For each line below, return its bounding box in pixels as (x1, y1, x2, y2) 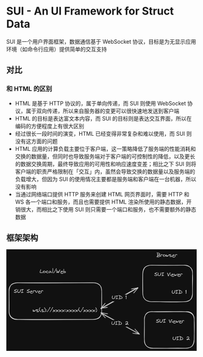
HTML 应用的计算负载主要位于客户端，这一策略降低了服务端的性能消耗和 (14, 145, 196, 152)
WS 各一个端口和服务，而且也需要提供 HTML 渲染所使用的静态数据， (14, 198, 187, 205)
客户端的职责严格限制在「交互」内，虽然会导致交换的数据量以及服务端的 (14, 168, 195, 175)
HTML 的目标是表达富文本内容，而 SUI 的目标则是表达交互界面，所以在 (14, 115, 192, 122)
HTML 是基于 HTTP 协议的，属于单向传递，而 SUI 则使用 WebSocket (14, 99, 186, 107)
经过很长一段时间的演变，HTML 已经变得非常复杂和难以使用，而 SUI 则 (14, 130, 192, 137)
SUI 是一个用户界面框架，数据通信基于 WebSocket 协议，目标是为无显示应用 (6, 38, 196, 45)
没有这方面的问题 (14, 138, 58, 145)
